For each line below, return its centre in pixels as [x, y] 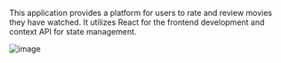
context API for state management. [73, 31]
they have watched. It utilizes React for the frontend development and [137, 22]
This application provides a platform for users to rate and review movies [141, 13]
